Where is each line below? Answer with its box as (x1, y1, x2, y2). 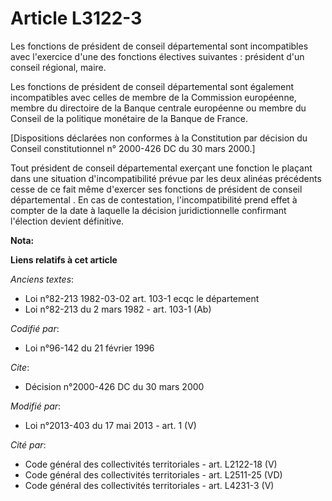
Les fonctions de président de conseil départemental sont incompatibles (10, 40, 309, 52)
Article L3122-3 (10, 7, 143, 30)
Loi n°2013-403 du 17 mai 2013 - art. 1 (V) (24, 419, 197, 431)
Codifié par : (10, 322, 60, 334)
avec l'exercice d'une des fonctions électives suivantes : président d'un (10, 50, 305, 62)
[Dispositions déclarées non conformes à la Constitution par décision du (10, 132, 308, 144)
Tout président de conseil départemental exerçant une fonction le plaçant (10, 162, 313, 174)
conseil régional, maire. (10, 61, 107, 73)
